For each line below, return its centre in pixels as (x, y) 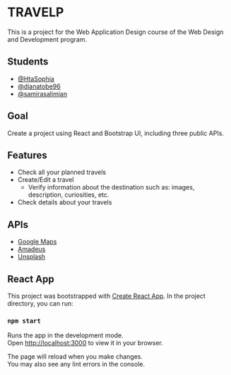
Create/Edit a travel (46, 180)
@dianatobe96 (39, 86)
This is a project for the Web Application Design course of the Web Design (115, 32)
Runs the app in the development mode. (65, 335)
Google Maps (37, 242)
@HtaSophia (36, 79)
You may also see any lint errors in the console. (76, 364)
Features (27, 155)
